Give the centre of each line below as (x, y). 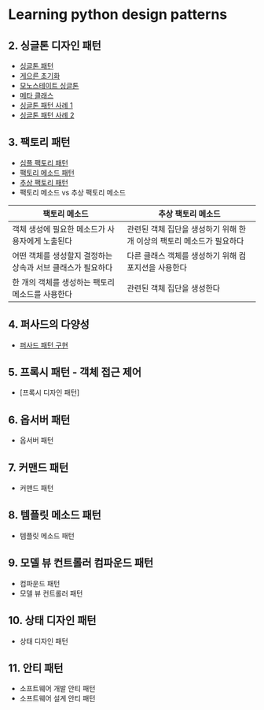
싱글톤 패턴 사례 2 (47, 115)
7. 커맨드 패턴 (38, 468)
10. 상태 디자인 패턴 (52, 621)
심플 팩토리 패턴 (44, 162)
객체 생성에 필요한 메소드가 (59, 229)
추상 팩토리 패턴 (44, 182)
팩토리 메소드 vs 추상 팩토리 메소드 (73, 192)
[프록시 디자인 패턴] (49, 392)
